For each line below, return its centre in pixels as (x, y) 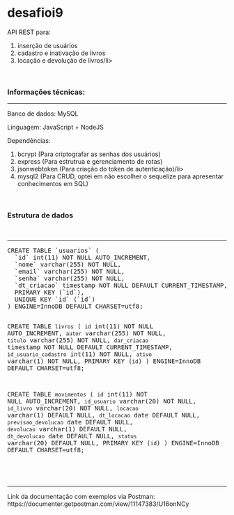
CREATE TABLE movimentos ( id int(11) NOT (77, 394)
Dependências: (29, 141)
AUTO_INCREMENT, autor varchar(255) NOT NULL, (87, 333)
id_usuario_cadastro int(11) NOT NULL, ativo (79, 354)
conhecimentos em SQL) (53, 184)
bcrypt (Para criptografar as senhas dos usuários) (89, 154)
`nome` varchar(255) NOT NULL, (68, 264)
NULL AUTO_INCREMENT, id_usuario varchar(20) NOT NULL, (102, 401)
